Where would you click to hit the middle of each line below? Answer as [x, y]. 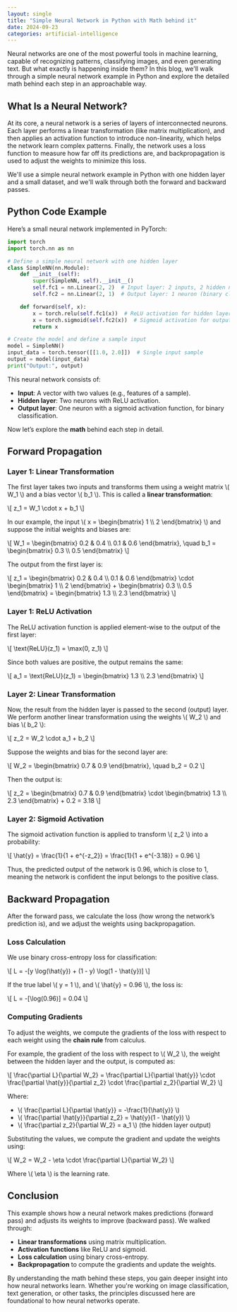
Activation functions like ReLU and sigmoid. [82, 1249]
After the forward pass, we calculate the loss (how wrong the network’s [111, 916]
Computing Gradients [45, 1017]
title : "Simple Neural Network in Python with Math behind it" [102, 21]
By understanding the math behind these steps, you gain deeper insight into [117, 1278]
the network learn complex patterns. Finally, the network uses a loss [107, 146]
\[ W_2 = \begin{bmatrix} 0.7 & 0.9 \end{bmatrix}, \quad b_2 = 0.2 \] [106, 766]
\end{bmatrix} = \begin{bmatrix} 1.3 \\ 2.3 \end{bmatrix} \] [92, 593]
